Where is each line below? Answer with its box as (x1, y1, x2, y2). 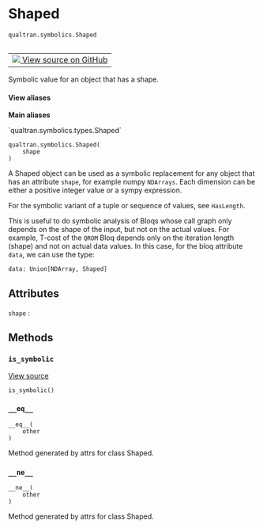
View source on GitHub (22, 54, 108, 65)
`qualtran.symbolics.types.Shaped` (8, 126, 122, 135)
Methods (8, 331, 54, 344)
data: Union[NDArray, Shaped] (8, 265, 108, 273)
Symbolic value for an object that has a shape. (8, 74, 160, 84)
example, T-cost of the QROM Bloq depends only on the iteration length (8, 233, 235, 242)
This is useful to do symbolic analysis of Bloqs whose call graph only (8, 216, 232, 226)
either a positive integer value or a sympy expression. (8, 185, 182, 195)
